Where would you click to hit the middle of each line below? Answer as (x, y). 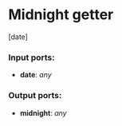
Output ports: (35, 96)
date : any (35, 75)
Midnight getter (61, 15)
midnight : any (43, 112)
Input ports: (31, 57)
